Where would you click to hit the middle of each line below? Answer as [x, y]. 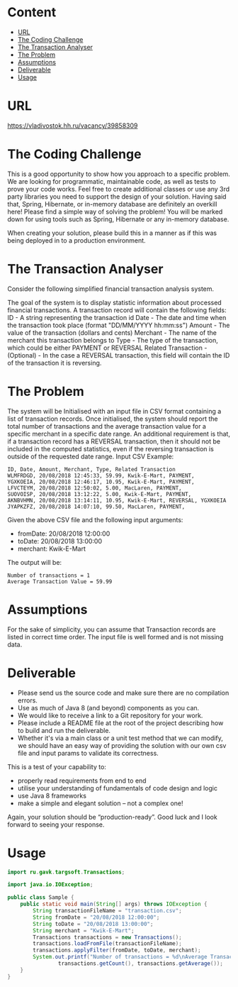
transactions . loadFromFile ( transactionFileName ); [107, 944]
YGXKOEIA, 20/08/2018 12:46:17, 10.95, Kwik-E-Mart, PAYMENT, [101, 482]
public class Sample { [41, 898]
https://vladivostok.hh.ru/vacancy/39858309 [73, 126]
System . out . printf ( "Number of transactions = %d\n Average [120, 957]
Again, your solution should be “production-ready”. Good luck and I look [112, 817]
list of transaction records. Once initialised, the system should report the [113, 419]
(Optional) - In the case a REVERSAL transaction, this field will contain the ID [119, 355]
